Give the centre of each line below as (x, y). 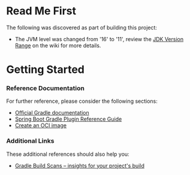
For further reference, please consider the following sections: (82, 101)
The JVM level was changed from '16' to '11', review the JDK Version (99, 39)
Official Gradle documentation (52, 113)
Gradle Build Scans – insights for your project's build (80, 165)
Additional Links (30, 141)
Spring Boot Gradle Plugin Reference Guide (68, 119)
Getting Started (46, 70)
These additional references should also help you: (68, 154)
